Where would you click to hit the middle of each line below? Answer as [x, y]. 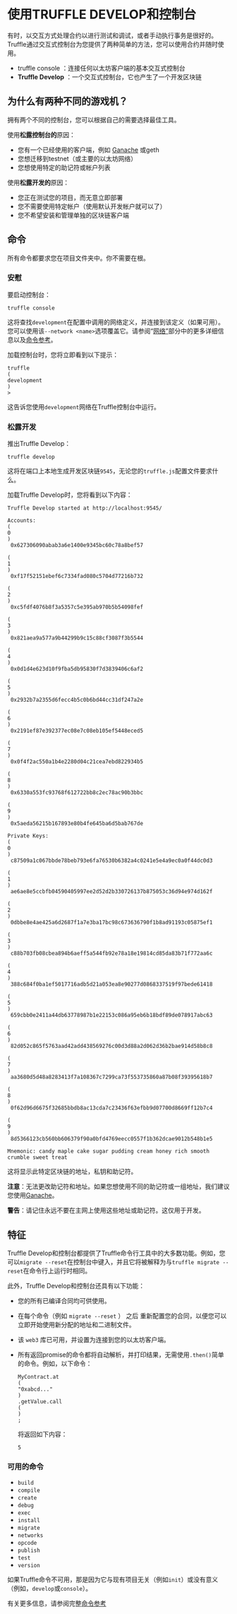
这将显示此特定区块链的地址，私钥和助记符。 [72, 1172]
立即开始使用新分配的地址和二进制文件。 [76, 1324]
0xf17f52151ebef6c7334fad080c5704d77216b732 [77, 577]
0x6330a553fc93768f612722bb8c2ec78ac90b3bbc [77, 793]
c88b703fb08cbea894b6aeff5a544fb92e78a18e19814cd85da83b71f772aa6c [111, 954]
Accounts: [22, 521]
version [29, 1566]
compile [29, 1491]
